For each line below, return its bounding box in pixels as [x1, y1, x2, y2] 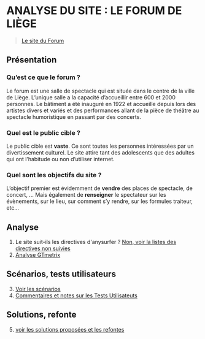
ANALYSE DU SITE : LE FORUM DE [6, 4, 182, 18]
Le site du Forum [21, 37, 64, 44]
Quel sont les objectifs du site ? [6, 170, 102, 179]
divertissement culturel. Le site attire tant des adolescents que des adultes [6, 148, 195, 156]
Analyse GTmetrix [15, 251, 61, 259]
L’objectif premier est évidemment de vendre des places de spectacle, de [6, 185, 193, 192]
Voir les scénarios [15, 285, 61, 292]
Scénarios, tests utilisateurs [6, 269, 117, 280]
